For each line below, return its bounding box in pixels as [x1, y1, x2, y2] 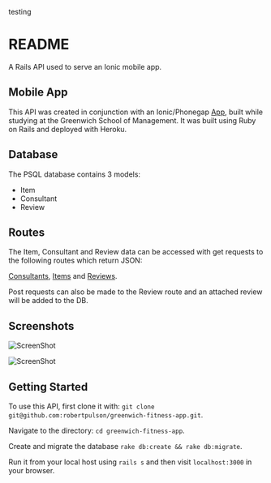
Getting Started [8, 380, 88, 394]
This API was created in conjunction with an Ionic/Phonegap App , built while [8, 107, 264, 117]
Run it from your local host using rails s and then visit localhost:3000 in [8, 457, 252, 467]
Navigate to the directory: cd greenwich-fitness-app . [8, 425, 185, 435]
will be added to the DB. [8, 296, 88, 306]
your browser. [8, 466, 55, 475]
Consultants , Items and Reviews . [8, 271, 118, 281]
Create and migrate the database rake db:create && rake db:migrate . [8, 442, 243, 451]
